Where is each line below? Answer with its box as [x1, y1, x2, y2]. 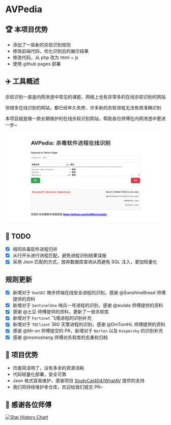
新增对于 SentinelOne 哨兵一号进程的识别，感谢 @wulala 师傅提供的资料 [12, 302, 164, 309]
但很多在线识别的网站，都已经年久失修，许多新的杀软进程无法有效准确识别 [5, 104, 161, 110]
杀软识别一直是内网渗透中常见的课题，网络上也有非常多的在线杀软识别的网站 [5, 94, 166, 100]
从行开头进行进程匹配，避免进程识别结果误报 [12, 253, 107, 259]
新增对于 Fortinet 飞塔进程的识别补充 [12, 315, 92, 321]
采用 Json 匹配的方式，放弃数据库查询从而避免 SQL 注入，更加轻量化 [12, 259, 158, 265]
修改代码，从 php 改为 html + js [12, 54, 79, 60]
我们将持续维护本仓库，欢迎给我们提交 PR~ [12, 384, 103, 390]
